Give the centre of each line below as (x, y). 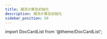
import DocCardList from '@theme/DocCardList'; (54, 32)
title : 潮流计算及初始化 (27, 9)
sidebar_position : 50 (27, 18)
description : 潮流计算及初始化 (34, 14)
